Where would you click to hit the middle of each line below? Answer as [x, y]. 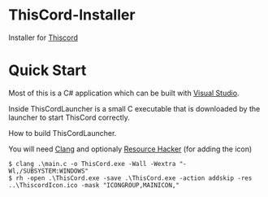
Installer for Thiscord [43, 37]
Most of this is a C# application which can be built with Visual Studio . [124, 93]
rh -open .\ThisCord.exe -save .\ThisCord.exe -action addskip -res [134, 178]
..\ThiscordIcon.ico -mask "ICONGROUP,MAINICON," [94, 185]
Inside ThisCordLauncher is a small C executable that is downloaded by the [134, 108]
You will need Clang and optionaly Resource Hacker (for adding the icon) [130, 149]
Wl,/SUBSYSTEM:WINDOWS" [49, 171]
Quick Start [48, 70]
